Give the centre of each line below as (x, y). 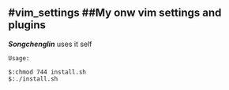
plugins (27, 25)
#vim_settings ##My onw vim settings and (115, 13)
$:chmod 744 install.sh (47, 72)
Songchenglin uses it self (50, 44)
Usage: (19, 58)
